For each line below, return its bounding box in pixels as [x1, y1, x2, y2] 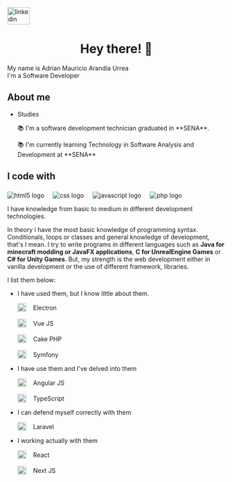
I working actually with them [17, 437, 98, 445]
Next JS [33, 466, 56, 474]
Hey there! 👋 [80, 41, 153, 57]
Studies [17, 110, 39, 118]
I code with [7, 170, 56, 183]
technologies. [7, 212, 46, 221]
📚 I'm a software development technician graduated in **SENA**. [17, 124, 210, 132]
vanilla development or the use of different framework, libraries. [7, 263, 189, 271]
